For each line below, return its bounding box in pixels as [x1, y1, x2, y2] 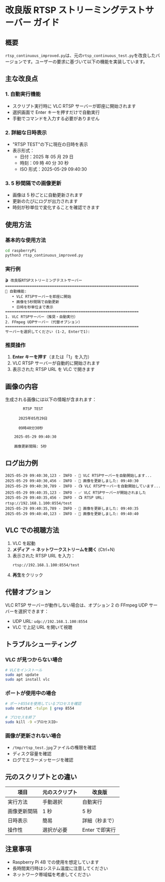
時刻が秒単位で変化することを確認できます [12, 204, 100, 210]
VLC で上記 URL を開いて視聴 [12, 624, 73, 630]
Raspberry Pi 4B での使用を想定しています [12, 859, 99, 865]
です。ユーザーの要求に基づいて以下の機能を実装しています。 [22, 59, 148, 65]
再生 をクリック [12, 572, 43, 578]
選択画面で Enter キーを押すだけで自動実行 [12, 109, 100, 115]
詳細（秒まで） [82, 817, 118, 824]
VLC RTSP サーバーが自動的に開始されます [12, 360, 100, 366]
